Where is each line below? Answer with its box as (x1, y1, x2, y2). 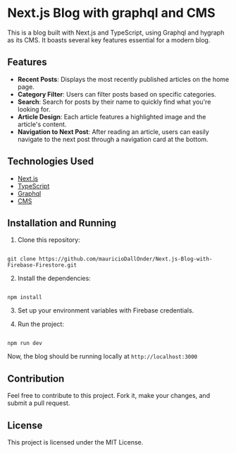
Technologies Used (7, 155, 94, 167)
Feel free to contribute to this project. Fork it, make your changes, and (7, 392, 210, 400)
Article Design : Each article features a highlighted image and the (17, 112, 206, 121)
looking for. (17, 104, 51, 114)
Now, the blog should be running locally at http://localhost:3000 (7, 352, 198, 361)
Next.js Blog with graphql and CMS (7, 5, 216, 21)
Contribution (7, 373, 65, 385)
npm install (7, 294, 42, 301)
